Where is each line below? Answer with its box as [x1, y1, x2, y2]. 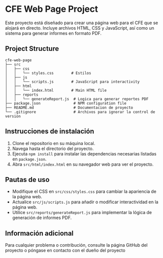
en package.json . [12, 156, 47, 162]
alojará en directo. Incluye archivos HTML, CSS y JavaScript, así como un [5, 25, 154, 31]
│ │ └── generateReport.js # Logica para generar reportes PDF [5, 96, 149, 102]
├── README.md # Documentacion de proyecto [5, 105, 133, 110]
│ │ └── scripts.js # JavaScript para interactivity [5, 79, 140, 84]
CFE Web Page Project [5, 3, 98, 15]
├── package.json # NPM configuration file [5, 101, 127, 106]
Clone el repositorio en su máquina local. [12, 140, 96, 146]
